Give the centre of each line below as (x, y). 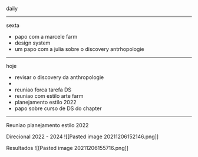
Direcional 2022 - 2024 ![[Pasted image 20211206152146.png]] (82, 136)
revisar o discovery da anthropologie (59, 77)
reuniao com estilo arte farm (49, 96)
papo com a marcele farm (46, 37)
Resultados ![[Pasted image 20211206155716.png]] (67, 148)
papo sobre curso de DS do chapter (58, 108)
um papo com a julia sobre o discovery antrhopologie (79, 49)
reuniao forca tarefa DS (43, 90)
